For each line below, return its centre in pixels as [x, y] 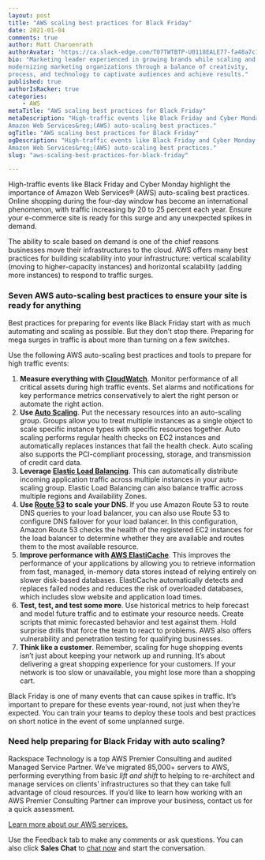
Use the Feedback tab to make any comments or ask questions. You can [126, 839]
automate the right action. [62, 404]
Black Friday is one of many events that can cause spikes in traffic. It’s [122, 696]
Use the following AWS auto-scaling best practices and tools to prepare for [130, 355]
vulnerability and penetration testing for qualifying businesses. [121, 638]
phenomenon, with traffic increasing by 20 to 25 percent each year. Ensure [130, 209]
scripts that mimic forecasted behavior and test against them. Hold [128, 622]
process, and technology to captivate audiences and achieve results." [128, 74]
